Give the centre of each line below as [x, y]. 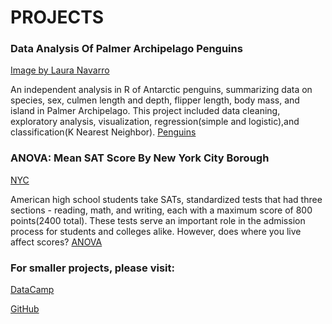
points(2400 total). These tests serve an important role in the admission [158, 220]
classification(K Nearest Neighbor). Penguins [103, 132]
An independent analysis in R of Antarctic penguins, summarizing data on [161, 90]
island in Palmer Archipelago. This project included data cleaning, [145, 111]
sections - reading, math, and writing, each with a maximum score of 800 [161, 210]
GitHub [25, 309]
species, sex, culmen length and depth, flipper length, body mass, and [155, 100]
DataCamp [32, 290]
